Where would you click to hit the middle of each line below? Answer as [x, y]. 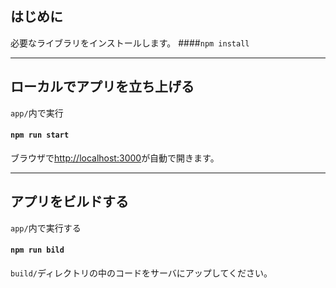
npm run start [40, 135]
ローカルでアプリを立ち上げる [102, 87]
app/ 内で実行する [46, 228]
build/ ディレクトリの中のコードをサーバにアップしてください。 [141, 273]
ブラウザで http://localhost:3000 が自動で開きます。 [115, 158]
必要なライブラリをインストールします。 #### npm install [130, 43]
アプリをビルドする [69, 202]
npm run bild [37, 250]
